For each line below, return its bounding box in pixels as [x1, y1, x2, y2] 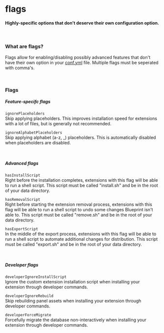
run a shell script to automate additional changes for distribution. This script [5, 236, 158, 242]
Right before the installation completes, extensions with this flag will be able [5, 177, 158, 183]
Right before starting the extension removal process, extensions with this [5, 201, 153, 207]
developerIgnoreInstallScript [5, 274, 67, 279]
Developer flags [5, 262, 39, 268]
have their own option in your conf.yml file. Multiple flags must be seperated [5, 59, 159, 65]
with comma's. [5, 65, 35, 71]
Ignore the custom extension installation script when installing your [5, 278, 141, 284]
